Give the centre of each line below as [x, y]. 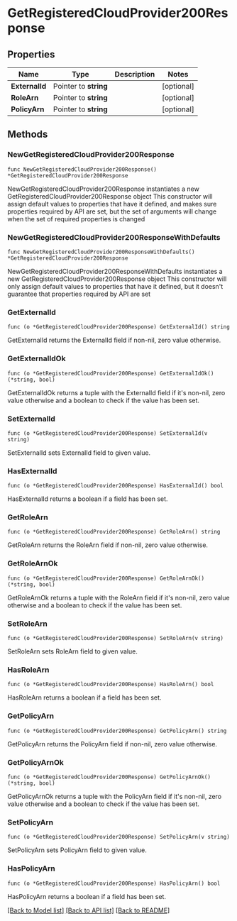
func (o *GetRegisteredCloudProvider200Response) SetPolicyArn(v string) [119, 837]
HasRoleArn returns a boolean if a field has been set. [84, 697]
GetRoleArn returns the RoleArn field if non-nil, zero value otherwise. [108, 545]
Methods [28, 134]
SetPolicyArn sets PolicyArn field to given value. [77, 850]
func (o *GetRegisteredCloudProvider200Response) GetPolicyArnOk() [109, 777]
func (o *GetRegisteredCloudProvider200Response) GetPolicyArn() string [117, 731]
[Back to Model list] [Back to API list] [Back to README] [89, 910]
